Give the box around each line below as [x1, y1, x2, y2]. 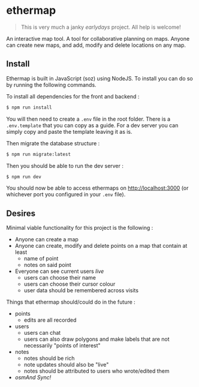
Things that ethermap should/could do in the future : [6, 298, 136, 306]
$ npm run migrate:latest [6, 151, 71, 157]
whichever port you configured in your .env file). [6, 191, 126, 198]
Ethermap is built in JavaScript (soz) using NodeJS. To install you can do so [6, 74, 193, 82]
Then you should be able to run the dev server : [6, 162, 124, 169]
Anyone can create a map [14, 236, 79, 243]
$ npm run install [6, 104, 52, 110]
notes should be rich [23, 355, 75, 362]
